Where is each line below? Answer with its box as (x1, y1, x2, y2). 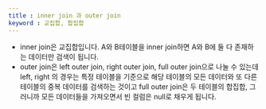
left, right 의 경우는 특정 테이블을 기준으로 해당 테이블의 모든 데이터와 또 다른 (19, 72, 257, 81)
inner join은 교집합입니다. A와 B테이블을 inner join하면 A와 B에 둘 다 (19, 41, 233, 52)
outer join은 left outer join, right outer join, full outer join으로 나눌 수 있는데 (19, 61, 259, 72)
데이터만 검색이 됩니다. (28, 52, 100, 61)
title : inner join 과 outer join (8, 11, 121, 20)
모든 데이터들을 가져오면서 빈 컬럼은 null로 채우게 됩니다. (41, 91, 217, 101)
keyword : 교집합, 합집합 (8, 19, 84, 27)
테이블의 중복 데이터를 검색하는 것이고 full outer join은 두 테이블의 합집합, (19, 81, 248, 91)
